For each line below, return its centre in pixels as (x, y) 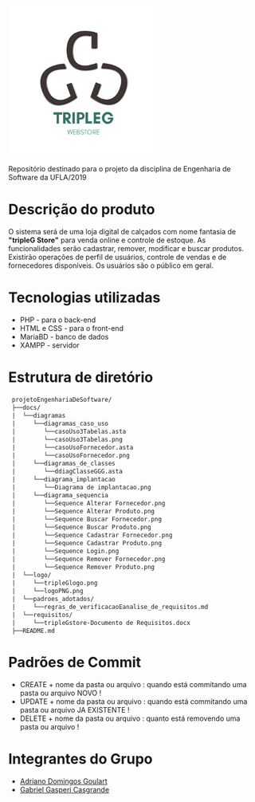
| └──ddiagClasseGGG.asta (67, 471)
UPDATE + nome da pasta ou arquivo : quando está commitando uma (133, 701)
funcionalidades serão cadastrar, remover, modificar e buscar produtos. (126, 248)
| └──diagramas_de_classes (63, 463)
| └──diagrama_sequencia (60, 495)
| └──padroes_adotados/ (53, 599)
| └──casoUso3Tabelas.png (67, 439)
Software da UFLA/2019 (48, 177)
